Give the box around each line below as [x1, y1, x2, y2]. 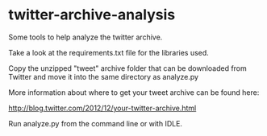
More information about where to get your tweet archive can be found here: [8, 87, 260, 97]
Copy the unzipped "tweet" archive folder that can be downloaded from [8, 63, 248, 73]
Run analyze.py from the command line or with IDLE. [8, 118, 183, 128]
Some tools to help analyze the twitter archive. [8, 32, 163, 42]
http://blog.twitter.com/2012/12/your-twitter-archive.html [8, 103, 197, 113]
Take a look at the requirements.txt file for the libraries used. [8, 47, 210, 57]
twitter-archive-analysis [8, 6, 176, 24]
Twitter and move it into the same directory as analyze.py [8, 72, 199, 81]
